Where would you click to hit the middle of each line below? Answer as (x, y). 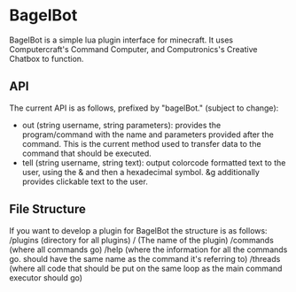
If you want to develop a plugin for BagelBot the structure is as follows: (138, 230)
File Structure (47, 209)
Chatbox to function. (47, 58)
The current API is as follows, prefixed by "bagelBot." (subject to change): (144, 108)
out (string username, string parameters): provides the (121, 125)
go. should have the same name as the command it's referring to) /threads (145, 258)
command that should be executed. (87, 153)
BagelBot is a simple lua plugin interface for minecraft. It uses (121, 40)
